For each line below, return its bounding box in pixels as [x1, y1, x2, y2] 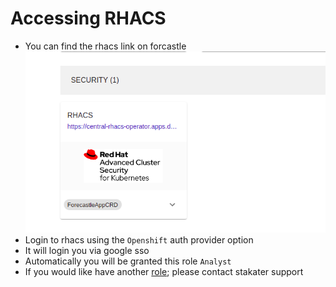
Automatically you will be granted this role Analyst [24, 255, 232, 267]
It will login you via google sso [24, 244, 150, 256]
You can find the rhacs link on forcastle [24, 40, 187, 52]
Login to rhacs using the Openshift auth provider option [24, 233, 254, 246]
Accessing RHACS [10, 7, 167, 30]
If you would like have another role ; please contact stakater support [24, 265, 304, 277]
